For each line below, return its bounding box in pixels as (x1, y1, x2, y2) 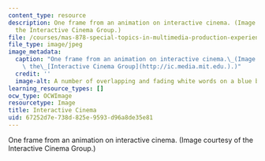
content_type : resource (8, 11, 87, 20)
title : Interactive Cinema (8, 107, 97, 115)
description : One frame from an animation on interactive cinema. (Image (8, 19, 256, 27)
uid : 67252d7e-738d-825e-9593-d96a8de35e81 (8, 114, 154, 122)
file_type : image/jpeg (8, 41, 83, 49)
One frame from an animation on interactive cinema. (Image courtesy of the (8, 135, 254, 145)
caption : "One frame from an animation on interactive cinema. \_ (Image (15, 56, 256, 64)
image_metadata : (8, 48, 62, 56)
